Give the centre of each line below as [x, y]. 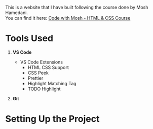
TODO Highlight [44, 89]
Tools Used [29, 39]
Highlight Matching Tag [52, 83]
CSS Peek [38, 73]
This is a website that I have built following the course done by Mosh [77, 7]
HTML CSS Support [48, 67]
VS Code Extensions [42, 62]
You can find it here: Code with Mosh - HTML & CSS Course [68, 18]
